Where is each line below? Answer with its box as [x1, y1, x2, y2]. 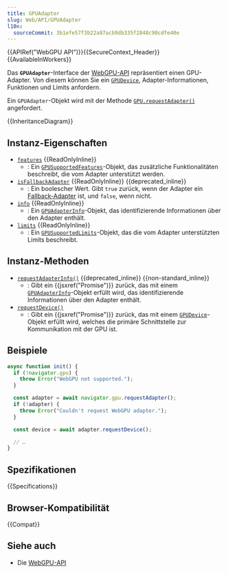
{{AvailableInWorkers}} [7, 56, 72, 64]
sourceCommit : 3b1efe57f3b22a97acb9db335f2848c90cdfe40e [13, 29, 180, 36]
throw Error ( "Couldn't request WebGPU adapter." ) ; [19, 407, 168, 414]
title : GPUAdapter [7, 10, 60, 17]
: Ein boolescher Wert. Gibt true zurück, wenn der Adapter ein [27, 185, 203, 193]
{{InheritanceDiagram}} [7, 117, 73, 126]
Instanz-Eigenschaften [7, 137, 108, 148]
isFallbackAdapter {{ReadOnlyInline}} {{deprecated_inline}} [16, 177, 187, 186]
